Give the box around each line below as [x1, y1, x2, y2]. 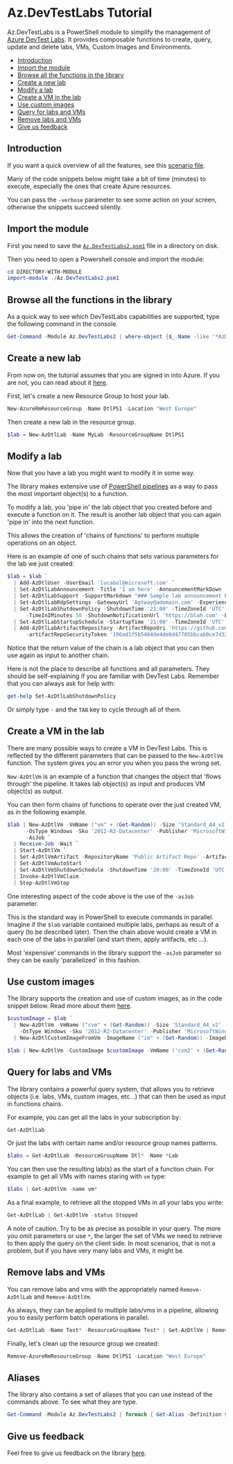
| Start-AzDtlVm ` [13, 847, 67, 854]
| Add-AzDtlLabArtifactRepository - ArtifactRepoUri [13, 625, 166, 632]
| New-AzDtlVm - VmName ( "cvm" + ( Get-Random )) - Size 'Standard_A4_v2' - [13, 1021, 228, 1029]
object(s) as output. [7, 787, 64, 795]
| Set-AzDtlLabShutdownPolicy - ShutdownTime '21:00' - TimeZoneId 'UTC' [13, 605, 225, 612]
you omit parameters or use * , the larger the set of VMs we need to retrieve [7, 1232, 223, 1240]
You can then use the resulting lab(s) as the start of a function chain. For [7, 1165, 214, 1174]
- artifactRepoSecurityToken [25, 631, 107, 639]
